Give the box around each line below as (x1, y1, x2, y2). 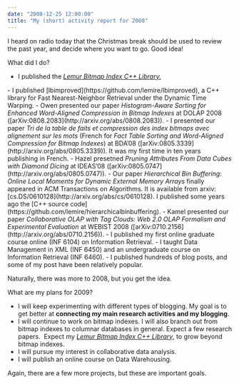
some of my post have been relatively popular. (7, 260, 144, 268)
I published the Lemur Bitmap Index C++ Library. (17, 72, 162, 81)
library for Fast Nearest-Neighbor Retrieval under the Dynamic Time (7, 94, 207, 102)
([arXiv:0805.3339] (138, 138, 195, 147)
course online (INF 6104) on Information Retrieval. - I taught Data (7, 237, 198, 246)
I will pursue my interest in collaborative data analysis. (17, 347, 177, 355)
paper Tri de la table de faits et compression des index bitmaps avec (7, 123, 210, 132)
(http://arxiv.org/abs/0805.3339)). (7, 146, 108, 155)
